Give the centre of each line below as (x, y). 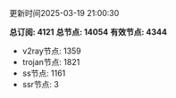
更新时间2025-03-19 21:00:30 (64, 13)
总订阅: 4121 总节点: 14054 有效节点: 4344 (88, 32)
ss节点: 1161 (44, 73)
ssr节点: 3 (41, 84)
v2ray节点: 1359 (52, 51)
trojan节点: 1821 (51, 62)
